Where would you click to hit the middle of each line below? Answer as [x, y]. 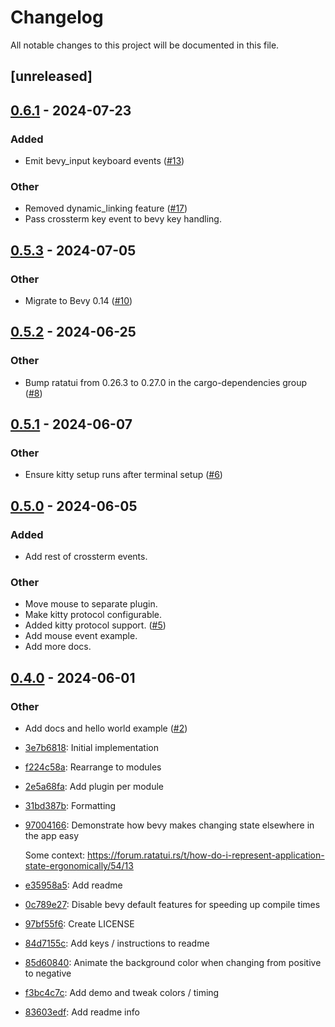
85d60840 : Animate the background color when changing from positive [173, 963]
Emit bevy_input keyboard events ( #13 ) [104, 161]
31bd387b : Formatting [70, 806]
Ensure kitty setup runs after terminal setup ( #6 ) [123, 475]
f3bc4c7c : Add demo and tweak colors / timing [122, 993]
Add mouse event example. [81, 636]
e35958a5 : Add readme [73, 885]
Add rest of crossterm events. [86, 557]
